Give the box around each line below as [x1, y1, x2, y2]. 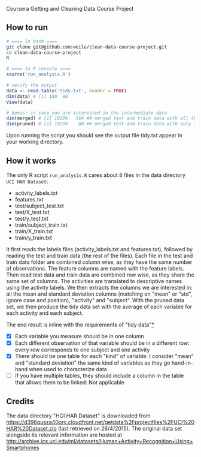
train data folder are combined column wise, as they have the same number [6, 258, 193, 266]
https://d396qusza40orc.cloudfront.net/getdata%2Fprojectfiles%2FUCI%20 [6, 419, 195, 426]
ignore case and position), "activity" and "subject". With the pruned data [6, 297, 184, 303]
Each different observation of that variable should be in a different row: [14, 339, 190, 347]
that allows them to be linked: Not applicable [14, 379, 124, 386]
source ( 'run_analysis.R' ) [6, 71, 71, 77]
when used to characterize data [29, 366, 108, 373]
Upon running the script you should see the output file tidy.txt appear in [6, 132, 182, 139]
